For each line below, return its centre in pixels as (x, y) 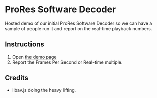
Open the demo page (34, 57)
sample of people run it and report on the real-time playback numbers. (78, 28)
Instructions (24, 45)
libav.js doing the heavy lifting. (44, 90)
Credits (17, 78)
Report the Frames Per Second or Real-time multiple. (67, 62)
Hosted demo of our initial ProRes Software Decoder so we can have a (78, 23)
